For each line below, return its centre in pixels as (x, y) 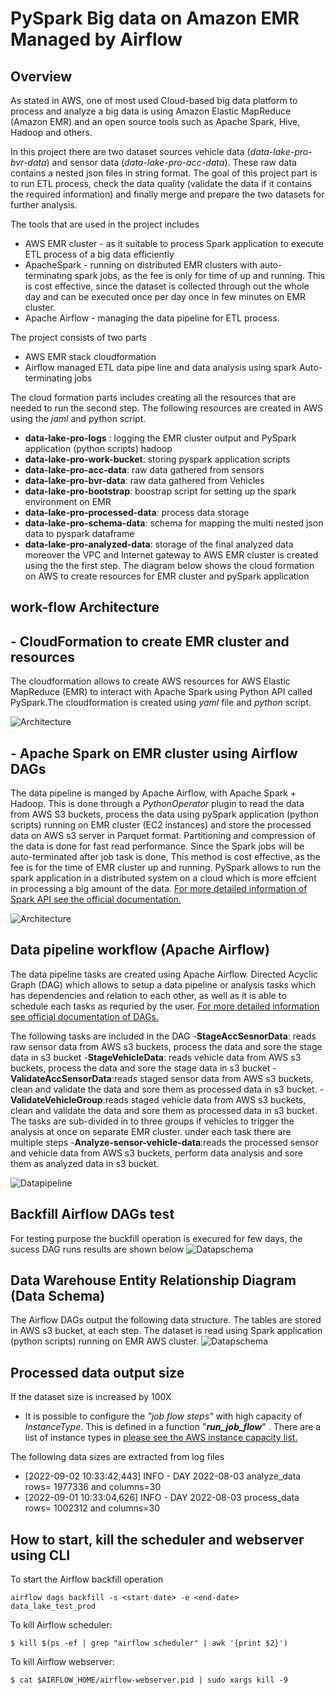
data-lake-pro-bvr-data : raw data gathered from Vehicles (144, 480)
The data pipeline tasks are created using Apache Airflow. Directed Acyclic (164, 974)
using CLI (40, 1555)
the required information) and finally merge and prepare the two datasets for (167, 194)
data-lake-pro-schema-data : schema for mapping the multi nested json (174, 523)
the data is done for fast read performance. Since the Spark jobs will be (157, 846)
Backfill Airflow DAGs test (92, 1214)
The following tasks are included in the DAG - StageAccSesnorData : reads (163, 1036)
